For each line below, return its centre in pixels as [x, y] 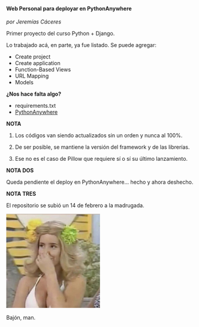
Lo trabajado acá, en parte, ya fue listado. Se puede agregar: [82, 45]
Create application [38, 63]
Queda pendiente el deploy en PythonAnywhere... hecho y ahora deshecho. [100, 182]
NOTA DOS [20, 170]
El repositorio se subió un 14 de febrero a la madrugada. [76, 205]
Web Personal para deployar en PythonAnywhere [69, 8]
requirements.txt [35, 106]
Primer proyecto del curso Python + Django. [61, 34]
